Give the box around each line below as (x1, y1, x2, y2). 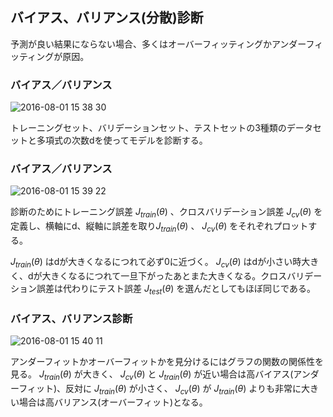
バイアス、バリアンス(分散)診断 (10, 9, 204, 27)
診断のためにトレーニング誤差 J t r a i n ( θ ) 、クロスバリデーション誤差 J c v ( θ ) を (10, 206, 323, 220)
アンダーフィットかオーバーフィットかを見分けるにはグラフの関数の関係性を (10, 355, 325, 367)
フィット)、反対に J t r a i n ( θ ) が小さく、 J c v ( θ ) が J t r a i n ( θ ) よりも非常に (18, 382, 302, 397)
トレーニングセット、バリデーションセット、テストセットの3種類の (10, 122, 287, 134)
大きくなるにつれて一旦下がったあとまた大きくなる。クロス (41, 269, 288, 282)
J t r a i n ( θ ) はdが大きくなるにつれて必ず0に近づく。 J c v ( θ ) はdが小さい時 (10, 256, 302, 270)
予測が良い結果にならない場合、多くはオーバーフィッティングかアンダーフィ (10, 38, 324, 50)
